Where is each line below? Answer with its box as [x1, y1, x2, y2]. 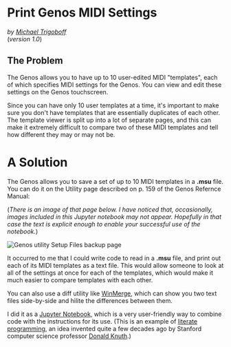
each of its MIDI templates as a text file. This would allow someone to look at [7, 261, 224, 269]
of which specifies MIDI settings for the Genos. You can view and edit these [7, 81, 222, 89]
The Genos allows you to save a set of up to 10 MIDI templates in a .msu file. [7, 177, 224, 185]
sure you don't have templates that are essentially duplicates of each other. [7, 108, 221, 116]
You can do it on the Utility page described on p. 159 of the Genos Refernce [7, 185, 221, 193]
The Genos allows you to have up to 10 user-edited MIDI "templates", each [7, 73, 218, 81]
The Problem [7, 55, 63, 67]
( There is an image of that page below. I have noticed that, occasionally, [7, 205, 213, 213]
